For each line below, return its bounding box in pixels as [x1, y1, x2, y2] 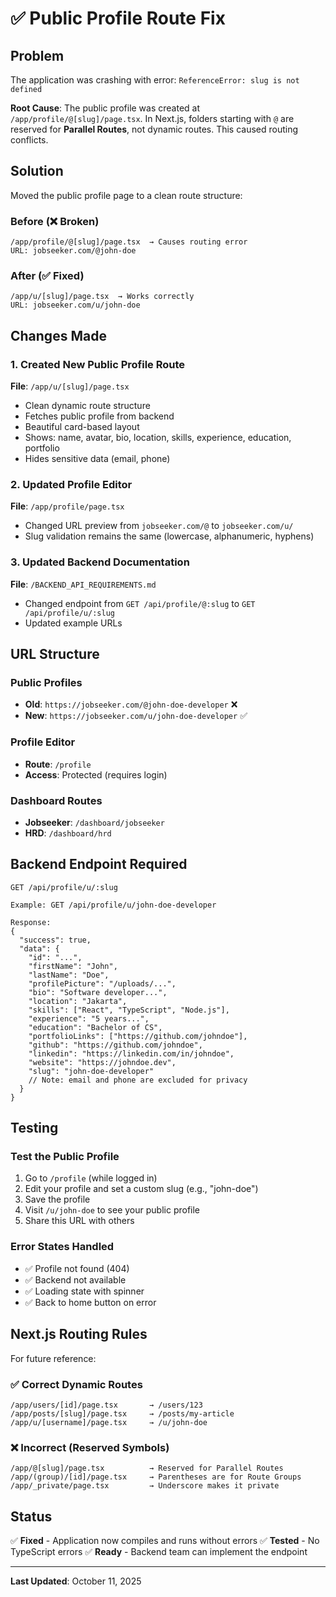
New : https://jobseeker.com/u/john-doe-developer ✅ [24, 710, 248, 722]
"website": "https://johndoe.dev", [28, 1057, 177, 1067]
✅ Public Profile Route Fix [10, 7, 226, 30]
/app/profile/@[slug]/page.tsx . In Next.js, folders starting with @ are [10, 113, 295, 124]
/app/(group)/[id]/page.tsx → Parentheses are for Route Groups [10, 1472, 302, 1482]
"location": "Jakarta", [28, 996, 128, 1006]
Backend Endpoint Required [10, 856, 188, 873]
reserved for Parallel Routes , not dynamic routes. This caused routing [10, 123, 299, 135]
